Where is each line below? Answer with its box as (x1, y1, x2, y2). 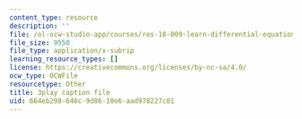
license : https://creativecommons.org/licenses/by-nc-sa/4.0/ (9, 64, 247, 72)
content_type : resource (9, 13, 99, 22)
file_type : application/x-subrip (9, 47, 135, 55)
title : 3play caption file (9, 88, 111, 97)
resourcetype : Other (9, 80, 87, 89)
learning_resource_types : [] (9, 55, 119, 64)
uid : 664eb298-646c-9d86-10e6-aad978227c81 (9, 96, 175, 106)
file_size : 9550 (9, 38, 70, 47)
